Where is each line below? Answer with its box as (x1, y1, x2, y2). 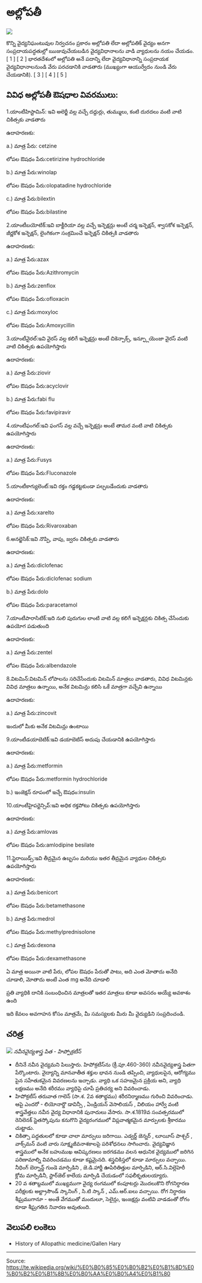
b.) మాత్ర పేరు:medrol (6, 915, 55, 922)
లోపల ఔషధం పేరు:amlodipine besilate (6, 841, 95, 848)
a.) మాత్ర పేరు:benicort (6, 889, 58, 896)
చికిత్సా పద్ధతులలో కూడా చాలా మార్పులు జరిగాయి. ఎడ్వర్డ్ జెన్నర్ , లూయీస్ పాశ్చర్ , (14, 1132, 193, 1139)
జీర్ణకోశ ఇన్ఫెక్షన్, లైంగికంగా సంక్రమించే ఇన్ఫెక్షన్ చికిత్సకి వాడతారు (6, 229, 139, 236)
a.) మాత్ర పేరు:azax (6, 256, 49, 263)
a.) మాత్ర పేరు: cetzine (6, 142, 57, 150)
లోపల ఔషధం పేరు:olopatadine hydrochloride (6, 181, 112, 189)
